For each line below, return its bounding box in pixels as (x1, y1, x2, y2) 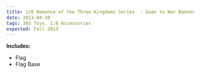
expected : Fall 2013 (6, 25, 59, 32)
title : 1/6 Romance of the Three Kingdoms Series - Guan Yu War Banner (6, 8, 195, 15)
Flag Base (15, 61, 41, 68)
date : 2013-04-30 (6, 15, 51, 21)
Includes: (6, 42, 31, 50)
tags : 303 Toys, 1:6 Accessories (6, 20, 92, 26)
